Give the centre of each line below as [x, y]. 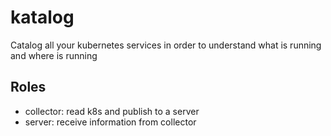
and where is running [54, 55]
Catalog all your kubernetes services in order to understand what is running [166, 45]
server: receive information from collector [110, 122]
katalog [42, 17]
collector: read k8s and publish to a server [112, 111]
